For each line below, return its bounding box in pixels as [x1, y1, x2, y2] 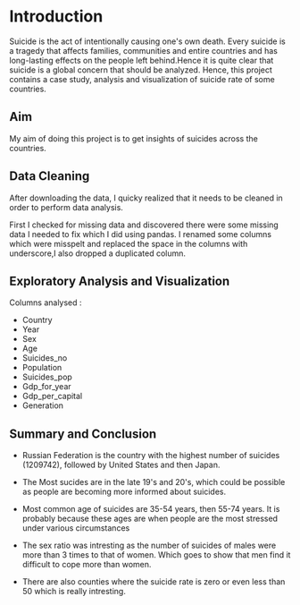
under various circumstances [21, 523, 130, 533]
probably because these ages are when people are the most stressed [21, 513, 279, 524]
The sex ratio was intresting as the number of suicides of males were [21, 540, 277, 551]
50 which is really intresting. [21, 586, 127, 597]
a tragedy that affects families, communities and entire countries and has [9, 45, 279, 55]
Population [21, 362, 62, 373]
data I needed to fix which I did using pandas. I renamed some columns [9, 228, 272, 239]
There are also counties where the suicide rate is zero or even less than [21, 576, 286, 587]
